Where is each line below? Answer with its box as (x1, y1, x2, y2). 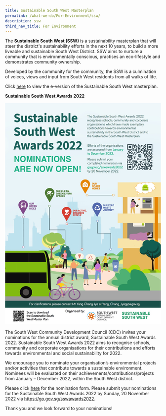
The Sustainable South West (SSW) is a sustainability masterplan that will (5, 38, 157, 44)
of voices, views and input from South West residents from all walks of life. (5, 74, 157, 80)
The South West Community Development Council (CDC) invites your (5, 329, 146, 335)
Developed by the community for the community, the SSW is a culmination (5, 68, 157, 74)
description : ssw (5, 18, 41, 23)
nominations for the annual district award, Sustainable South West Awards (5, 335, 156, 341)
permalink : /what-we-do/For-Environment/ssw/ (5, 13, 100, 18)
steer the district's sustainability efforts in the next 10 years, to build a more (5, 43, 159, 49)
